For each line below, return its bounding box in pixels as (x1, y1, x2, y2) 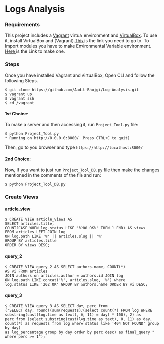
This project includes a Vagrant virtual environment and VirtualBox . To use (5, 32, 158, 38)
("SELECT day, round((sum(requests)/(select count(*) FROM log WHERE (5, 308, 153, 313)
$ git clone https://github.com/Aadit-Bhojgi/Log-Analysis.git (5, 87, 139, 92)
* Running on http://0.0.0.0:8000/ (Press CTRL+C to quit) (5, 135, 130, 140)
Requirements (5, 21, 40, 28)
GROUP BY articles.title (5, 238, 57, 243)
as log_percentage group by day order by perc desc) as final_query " (5, 330, 155, 335)
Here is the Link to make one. (5, 48, 65, 54)
